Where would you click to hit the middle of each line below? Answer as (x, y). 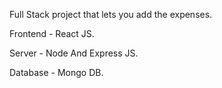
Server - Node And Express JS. (74, 53)
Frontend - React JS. (52, 33)
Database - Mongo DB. (56, 72)
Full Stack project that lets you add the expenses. (111, 14)
